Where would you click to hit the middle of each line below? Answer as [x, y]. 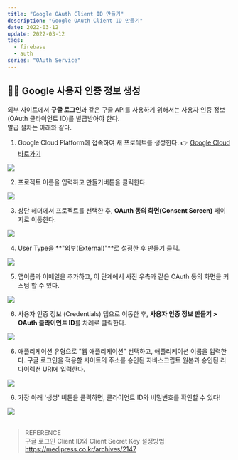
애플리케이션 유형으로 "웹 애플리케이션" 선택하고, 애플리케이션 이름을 [113, 351]
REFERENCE [43, 432]
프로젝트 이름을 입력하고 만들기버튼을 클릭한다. [82, 182]
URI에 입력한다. [64, 369]
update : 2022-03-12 [36, 34]
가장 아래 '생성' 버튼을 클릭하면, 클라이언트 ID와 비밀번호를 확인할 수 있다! [119, 397]
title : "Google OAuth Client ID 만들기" [66, 14]
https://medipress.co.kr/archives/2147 [81, 449]
